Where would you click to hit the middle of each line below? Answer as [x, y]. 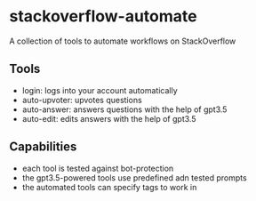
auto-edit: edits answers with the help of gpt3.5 [109, 118]
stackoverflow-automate [103, 16]
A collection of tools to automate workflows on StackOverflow [123, 41]
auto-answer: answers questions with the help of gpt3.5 [124, 109]
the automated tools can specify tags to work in [109, 187]
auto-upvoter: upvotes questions [82, 100]
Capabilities [43, 147]
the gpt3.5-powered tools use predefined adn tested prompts [134, 177]
